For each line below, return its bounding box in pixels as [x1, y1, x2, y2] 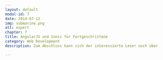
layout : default [5, 7, 38, 12]
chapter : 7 [5, 30, 27, 35]
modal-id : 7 [5, 12, 29, 17]
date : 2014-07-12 [5, 16, 41, 21]
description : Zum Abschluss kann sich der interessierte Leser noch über [5, 43, 159, 48]
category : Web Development [5, 39, 60, 44]
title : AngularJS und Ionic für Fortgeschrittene [5, 35, 108, 40]
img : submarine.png [5, 20, 45, 26]
